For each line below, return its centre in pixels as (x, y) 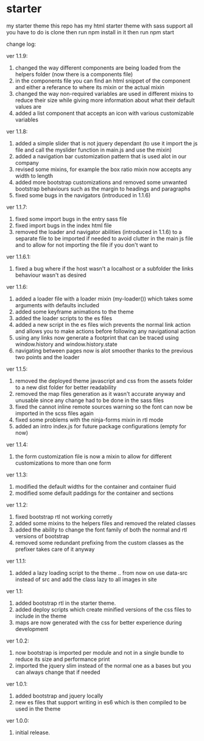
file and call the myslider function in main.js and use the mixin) (93, 150)
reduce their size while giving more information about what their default (105, 100)
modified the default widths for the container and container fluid (96, 486)
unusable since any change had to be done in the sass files (90, 400)
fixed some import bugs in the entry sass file (71, 219)
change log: (21, 44)
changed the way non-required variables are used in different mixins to (104, 93)
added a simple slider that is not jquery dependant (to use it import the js (106, 143)
